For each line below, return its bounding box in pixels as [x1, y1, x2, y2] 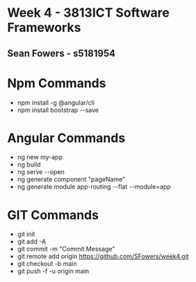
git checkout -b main [17, 260, 78, 268]
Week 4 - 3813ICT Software [7, 5, 170, 21]
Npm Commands [7, 75, 106, 91]
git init [17, 230, 35, 238]
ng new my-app [17, 153, 63, 162]
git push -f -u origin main [17, 267, 90, 276]
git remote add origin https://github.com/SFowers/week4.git [17, 252, 189, 260]
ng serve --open [17, 168, 65, 176]
